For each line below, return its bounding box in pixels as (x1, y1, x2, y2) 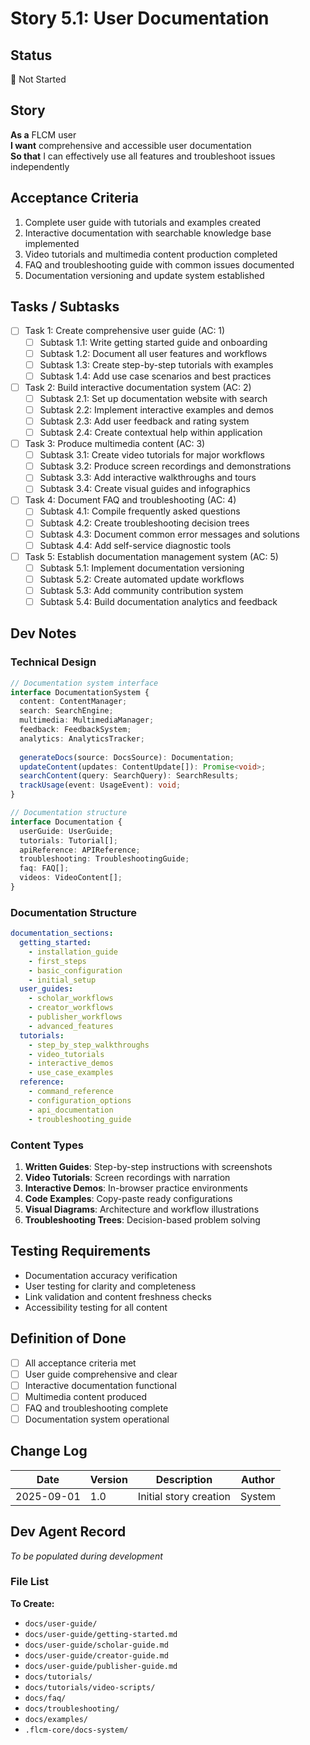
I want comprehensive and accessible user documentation (10, 139, 252, 151)
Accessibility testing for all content (24, 1301, 168, 1313)
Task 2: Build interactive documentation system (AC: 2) (24, 381, 252, 393)
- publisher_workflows (28, 1012, 123, 1022)
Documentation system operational (24, 1413, 170, 1425)
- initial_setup (28, 975, 97, 985)
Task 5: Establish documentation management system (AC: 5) (24, 550, 279, 562)
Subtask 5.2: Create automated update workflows (39, 573, 245, 585)
